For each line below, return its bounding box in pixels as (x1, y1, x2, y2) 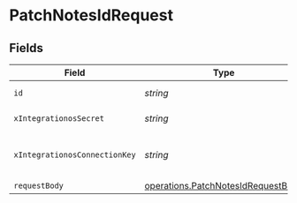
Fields (9, 41, 44, 56)
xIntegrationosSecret (13, 114, 104, 124)
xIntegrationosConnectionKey (13, 150, 136, 160)
